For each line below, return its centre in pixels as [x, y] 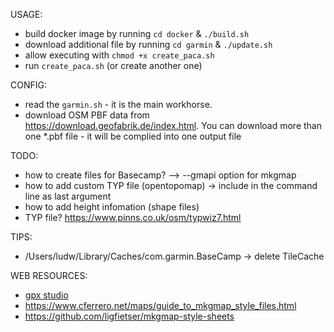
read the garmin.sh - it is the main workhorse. [118, 104]
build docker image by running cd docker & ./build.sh [137, 33]
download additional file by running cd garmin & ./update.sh [148, 44]
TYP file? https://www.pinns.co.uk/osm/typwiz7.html [133, 217]
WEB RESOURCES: [49, 275]
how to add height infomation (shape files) [112, 207]
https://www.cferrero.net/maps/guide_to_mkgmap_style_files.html [160, 305]
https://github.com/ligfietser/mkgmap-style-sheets [129, 316]
